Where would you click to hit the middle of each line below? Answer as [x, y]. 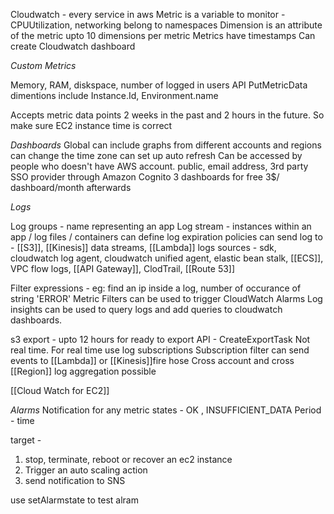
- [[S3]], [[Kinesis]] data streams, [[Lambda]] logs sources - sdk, [143, 247]
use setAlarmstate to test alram [74, 500]
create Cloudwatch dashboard [73, 46]
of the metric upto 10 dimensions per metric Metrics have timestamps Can [163, 35]
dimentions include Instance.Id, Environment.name [114, 95]
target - [26, 440]
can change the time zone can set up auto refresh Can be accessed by [156, 155]
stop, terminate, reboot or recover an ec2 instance [128, 459]
